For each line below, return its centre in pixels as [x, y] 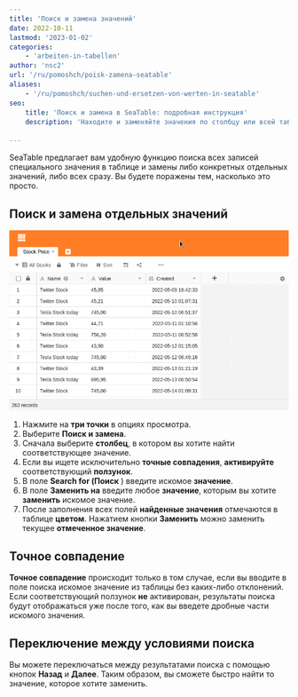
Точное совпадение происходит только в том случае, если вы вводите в [148, 578]
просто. [24, 186]
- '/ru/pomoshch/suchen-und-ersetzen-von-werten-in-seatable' [142, 93]
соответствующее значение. [76, 453]
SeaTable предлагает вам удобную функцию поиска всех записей [134, 158]
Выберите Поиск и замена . [74, 434]
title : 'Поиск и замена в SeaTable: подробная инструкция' [137, 112]
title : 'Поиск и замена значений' [73, 19]
